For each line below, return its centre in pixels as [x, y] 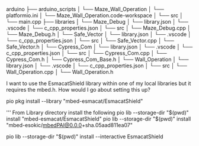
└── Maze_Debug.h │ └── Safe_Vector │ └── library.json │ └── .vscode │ [99, 34]
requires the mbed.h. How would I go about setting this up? [78, 90]
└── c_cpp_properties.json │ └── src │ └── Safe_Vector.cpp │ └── [90, 40]
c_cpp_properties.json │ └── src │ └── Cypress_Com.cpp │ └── [86, 53]
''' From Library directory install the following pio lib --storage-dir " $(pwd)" [98, 113]
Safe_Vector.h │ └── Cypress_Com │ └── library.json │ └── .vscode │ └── [99, 47]
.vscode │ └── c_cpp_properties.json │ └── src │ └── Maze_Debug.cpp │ [99, 28]
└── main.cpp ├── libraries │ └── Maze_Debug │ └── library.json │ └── [97, 22]
